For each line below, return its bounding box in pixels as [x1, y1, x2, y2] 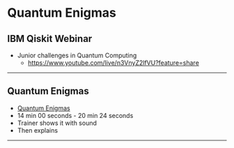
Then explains [17, 126, 58, 134]
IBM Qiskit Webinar [7, 33, 93, 45]
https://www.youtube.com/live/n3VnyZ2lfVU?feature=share [27, 59, 200, 67]
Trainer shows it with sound [17, 119, 97, 127]
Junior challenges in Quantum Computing [17, 51, 137, 59]
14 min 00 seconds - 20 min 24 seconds [17, 111, 134, 119]
